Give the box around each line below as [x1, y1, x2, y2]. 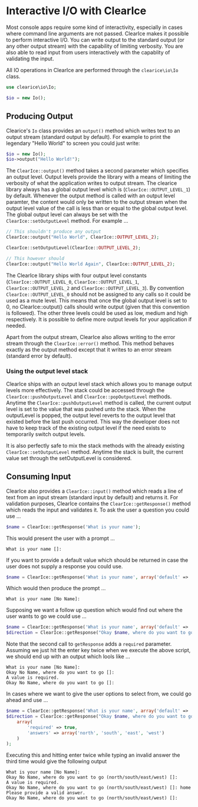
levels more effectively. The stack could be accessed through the [6, 386, 165, 393]
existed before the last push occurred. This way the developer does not [6, 418, 180, 425]
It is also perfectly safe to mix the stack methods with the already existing [6, 442, 184, 449]
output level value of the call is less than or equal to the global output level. [6, 205, 188, 212]
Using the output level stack [6, 367, 88, 375]
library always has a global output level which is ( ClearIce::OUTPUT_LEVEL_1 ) [6, 186, 190, 193]
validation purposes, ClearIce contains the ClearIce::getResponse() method [6, 500, 191, 507]
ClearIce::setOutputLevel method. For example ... [6, 217, 128, 224]
